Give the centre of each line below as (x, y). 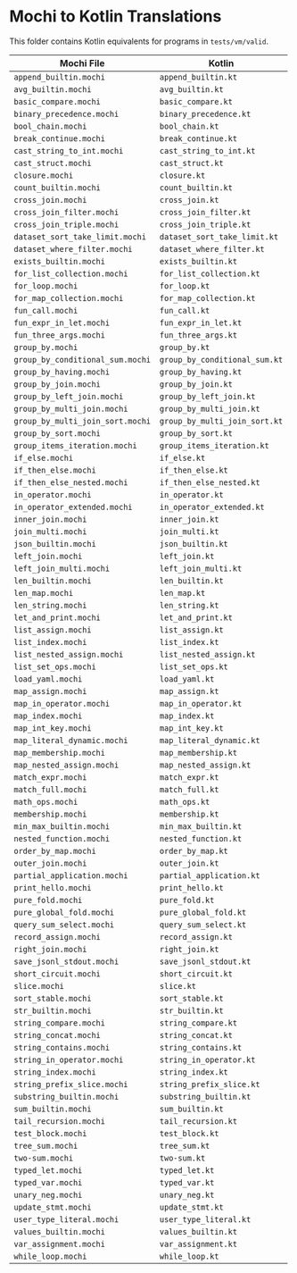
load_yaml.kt (187, 679)
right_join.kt (189, 949)
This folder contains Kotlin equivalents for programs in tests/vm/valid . (139, 41)
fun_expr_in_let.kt (201, 322)
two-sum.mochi (44, 1158)
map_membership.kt (198, 753)
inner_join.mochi (50, 519)
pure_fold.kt (187, 900)
